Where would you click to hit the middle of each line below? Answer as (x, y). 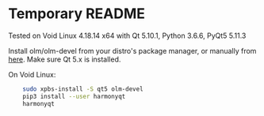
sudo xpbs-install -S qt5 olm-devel (83, 89)
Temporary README (77, 14)
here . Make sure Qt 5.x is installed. (65, 59)
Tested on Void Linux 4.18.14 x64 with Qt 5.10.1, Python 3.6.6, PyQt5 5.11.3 (127, 36)
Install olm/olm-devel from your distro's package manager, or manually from (132, 51)
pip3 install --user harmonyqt (74, 96)
